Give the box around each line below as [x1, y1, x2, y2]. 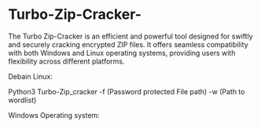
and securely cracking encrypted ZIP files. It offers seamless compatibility [8, 39, 249, 49]
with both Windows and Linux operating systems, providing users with [8, 48, 236, 57]
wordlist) [8, 95, 37, 104]
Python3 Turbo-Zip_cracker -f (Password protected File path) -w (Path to [8, 86, 245, 96]
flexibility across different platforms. [8, 57, 125, 66]
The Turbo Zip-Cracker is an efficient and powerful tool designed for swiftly [8, 31, 253, 41]
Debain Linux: [8, 71, 53, 81]
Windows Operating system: [8, 110, 100, 119]
